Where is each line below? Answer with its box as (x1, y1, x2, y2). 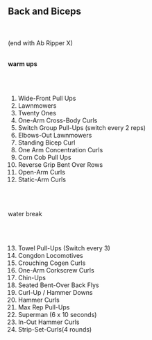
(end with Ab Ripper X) (8, 38, 74, 47)
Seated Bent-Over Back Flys (17, 281, 99, 289)
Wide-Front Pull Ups (17, 94, 76, 102)
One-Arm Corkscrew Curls (17, 266, 94, 274)
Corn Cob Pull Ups (17, 153, 71, 161)
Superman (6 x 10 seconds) (17, 310, 97, 318)
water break (8, 209, 42, 218)
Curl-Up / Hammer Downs (17, 288, 93, 296)
